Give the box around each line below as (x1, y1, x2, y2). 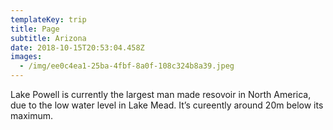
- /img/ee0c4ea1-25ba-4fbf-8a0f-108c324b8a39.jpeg (19, 61, 235, 71)
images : (10, 52, 43, 62)
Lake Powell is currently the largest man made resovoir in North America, (10, 89, 312, 100)
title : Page (10, 24, 60, 34)
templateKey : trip (10, 14, 87, 25)
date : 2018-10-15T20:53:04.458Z (10, 42, 145, 53)
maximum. (10, 110, 53, 121)
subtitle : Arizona (10, 33, 87, 43)
